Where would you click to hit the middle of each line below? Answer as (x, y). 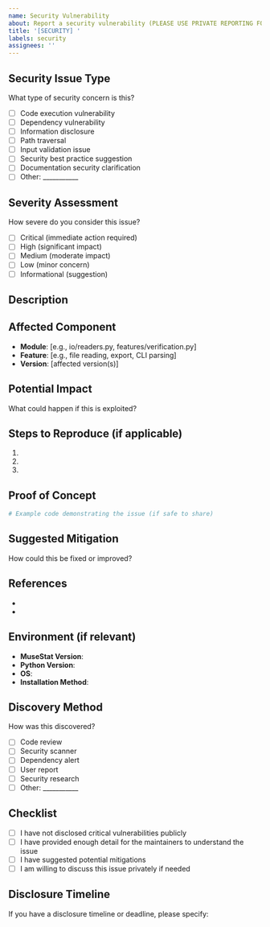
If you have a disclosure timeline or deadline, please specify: (108, 913)
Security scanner (49, 751)
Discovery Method (55, 707)
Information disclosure (57, 132)
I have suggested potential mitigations (83, 859)
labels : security (37, 38)
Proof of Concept (52, 495)
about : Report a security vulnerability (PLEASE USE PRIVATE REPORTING (131, 23)
